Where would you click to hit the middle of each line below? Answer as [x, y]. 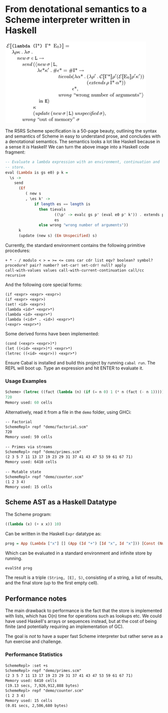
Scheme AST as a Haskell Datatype [61, 502]
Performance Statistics [34, 654]
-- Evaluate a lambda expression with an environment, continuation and [82, 162]
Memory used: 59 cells [29, 437]
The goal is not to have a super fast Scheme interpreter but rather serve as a [84, 636]
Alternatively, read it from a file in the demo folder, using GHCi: [68, 412]
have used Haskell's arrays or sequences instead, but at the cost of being [81, 621]
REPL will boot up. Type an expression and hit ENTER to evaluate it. [74, 368]
